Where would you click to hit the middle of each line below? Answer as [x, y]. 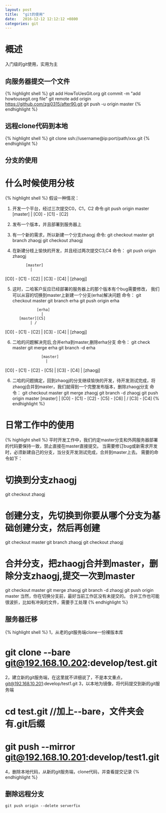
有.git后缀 [25, 724]
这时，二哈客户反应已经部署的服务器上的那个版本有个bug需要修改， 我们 [86, 289]
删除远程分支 [25, 794]
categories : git [22, 24]
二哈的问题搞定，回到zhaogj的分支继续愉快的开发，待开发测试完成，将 [84, 381]
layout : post [18, 10]
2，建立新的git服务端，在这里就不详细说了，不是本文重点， [65, 677]
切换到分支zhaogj [41, 480]
